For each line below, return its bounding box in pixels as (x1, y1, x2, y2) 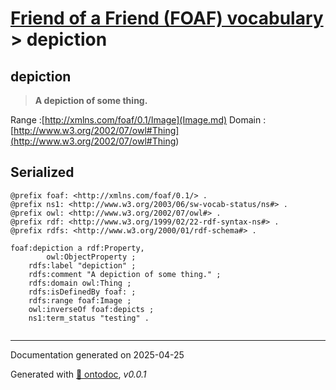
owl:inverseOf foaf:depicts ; (28, 304, 155, 314)
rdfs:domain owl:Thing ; (28, 278, 132, 288)
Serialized (10, 164, 75, 181)
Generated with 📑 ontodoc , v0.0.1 (10, 368, 147, 380)
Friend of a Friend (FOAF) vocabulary (10, 7, 324, 30)
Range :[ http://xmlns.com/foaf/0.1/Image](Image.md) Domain (10, 114, 262, 126)
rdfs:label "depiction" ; (28, 260, 137, 271)
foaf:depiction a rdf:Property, (10, 243, 145, 253)
